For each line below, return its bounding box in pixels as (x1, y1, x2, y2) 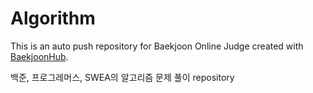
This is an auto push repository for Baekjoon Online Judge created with (10, 40, 304, 52)
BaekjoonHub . (10, 50, 69, 62)
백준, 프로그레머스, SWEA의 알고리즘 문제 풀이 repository (10, 71, 235, 83)
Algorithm (10, 7, 96, 30)
